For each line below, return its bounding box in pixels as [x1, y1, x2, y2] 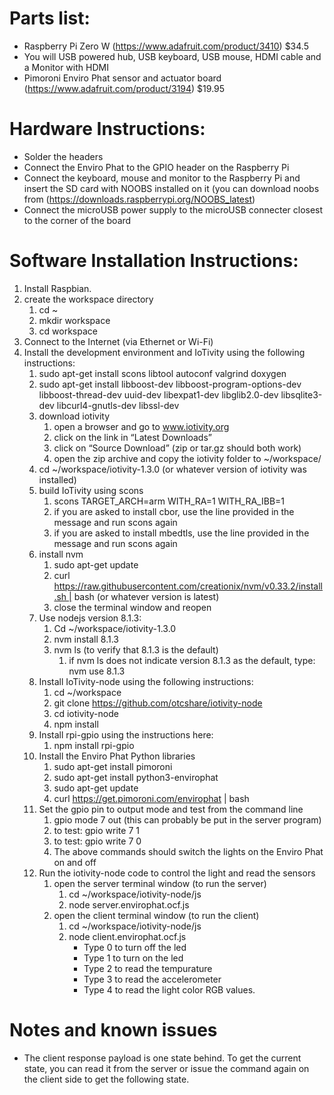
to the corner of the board [23, 214, 132, 226]
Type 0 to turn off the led [83, 941, 187, 953]
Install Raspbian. [23, 282, 92, 294]
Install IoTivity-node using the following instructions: [38, 675, 254, 687]
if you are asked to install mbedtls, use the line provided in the [53, 527, 310, 539]
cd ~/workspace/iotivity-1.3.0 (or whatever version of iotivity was [38, 463, 307, 475]
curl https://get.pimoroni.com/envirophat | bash [53, 792, 250, 804]
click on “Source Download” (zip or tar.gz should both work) [53, 442, 302, 454]
